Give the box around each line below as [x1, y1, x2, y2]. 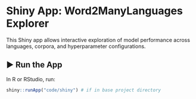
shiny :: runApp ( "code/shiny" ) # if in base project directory [6, 87, 161, 93]
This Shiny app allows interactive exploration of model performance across [6, 36, 191, 43]
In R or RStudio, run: [6, 75, 55, 82]
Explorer [6, 17, 49, 30]
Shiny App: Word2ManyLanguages [6, 4, 183, 18]
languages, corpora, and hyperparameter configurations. [6, 43, 146, 50]
